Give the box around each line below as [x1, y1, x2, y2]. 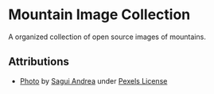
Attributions [8, 55, 70, 69]
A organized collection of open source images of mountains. [8, 32, 207, 41]
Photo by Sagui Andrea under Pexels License [19, 76, 168, 85]
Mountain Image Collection [8, 6, 191, 24]
